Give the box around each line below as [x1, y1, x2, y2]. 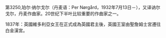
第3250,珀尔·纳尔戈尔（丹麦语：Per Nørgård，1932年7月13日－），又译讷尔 [5, 4, 160, 10]
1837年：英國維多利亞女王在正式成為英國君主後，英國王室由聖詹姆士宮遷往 [5, 21, 161, 27]
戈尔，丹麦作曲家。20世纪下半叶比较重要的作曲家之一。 [5, 10, 122, 16]
